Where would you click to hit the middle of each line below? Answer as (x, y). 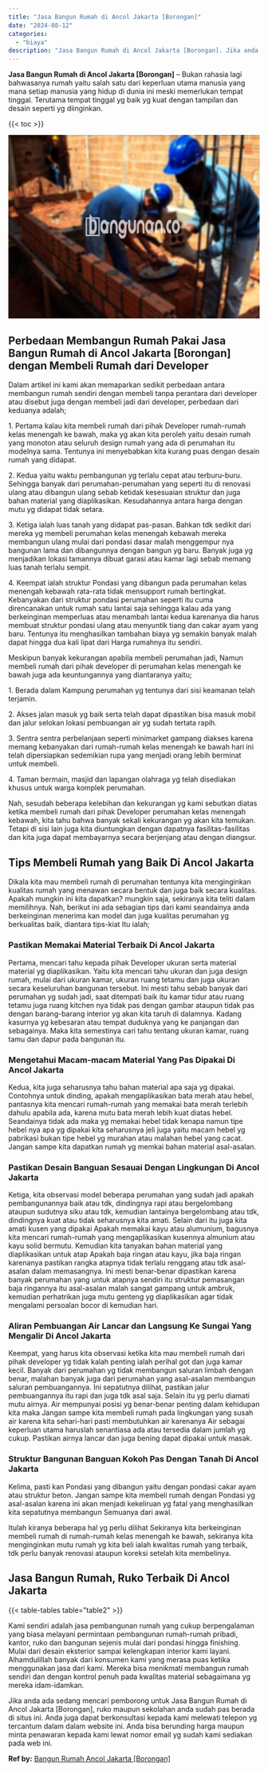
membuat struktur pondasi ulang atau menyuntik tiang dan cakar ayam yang (134, 626)
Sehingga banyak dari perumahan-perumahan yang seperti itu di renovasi (130, 484)
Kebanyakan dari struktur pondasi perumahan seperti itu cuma (111, 600)
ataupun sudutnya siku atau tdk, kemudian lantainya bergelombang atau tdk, (134, 1212)
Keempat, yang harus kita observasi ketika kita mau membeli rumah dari (127, 1353)
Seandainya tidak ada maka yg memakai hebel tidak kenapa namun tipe (126, 1121)
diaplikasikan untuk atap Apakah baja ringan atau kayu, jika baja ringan (125, 1254)
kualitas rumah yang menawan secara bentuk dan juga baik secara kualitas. (133, 890)
